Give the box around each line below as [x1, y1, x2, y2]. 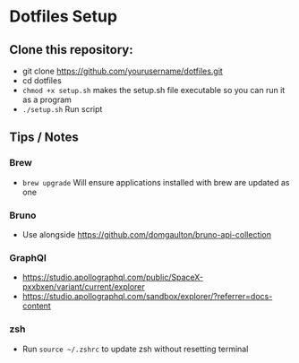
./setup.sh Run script [21, 104, 103, 114]
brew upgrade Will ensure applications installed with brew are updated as [21, 177, 290, 187]
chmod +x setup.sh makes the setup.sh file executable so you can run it [21, 85, 286, 95]
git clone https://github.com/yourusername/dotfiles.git [21, 65, 224, 76]
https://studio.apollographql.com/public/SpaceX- [21, 272, 204, 283]
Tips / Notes [9, 130, 79, 145]
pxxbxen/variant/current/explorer [21, 281, 145, 292]
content [21, 300, 51, 311]
